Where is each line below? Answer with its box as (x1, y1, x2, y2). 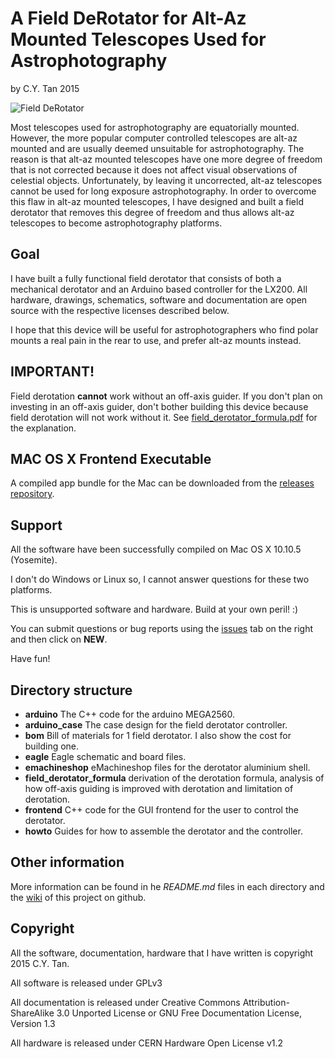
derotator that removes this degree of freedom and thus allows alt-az (10, 206, 295, 218)
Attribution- (242, 996, 290, 1008)
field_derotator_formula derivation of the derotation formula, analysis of (24, 772, 325, 784)
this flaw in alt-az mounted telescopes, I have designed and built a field (10, 195, 304, 207)
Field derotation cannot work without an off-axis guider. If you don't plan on (10, 390, 323, 402)
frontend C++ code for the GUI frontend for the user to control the (24, 804, 299, 816)
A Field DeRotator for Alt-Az (10, 7, 247, 30)
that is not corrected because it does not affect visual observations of (10, 163, 298, 176)
